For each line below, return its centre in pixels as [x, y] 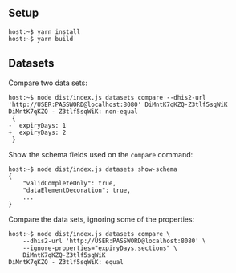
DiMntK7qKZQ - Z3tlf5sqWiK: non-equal [73, 112]
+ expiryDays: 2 [37, 132]
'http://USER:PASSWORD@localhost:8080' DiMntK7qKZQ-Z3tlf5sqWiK [118, 104]
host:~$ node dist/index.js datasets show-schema [93, 169]
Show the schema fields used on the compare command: [101, 154]
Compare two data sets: [48, 83]
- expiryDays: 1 [37, 125]
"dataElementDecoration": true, [77, 190]
